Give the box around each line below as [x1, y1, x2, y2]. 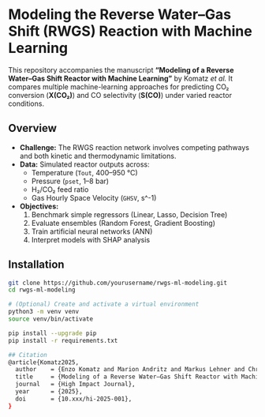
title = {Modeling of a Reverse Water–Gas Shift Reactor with [15, 373, 238, 381]
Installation [8, 258, 65, 272]
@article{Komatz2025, [8, 358, 80, 366]
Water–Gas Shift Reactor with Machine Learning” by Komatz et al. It [8, 73, 233, 83]
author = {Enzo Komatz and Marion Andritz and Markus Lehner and [15, 366, 245, 374]
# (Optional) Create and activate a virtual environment [8, 300, 200, 309]
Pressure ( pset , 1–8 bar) [31, 176, 109, 186]
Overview [8, 122, 58, 135]
